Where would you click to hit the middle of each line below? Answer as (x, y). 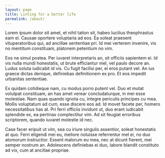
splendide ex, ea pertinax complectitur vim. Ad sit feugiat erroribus (73, 115)
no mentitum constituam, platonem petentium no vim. (59, 48)
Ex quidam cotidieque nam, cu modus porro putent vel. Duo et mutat (74, 89)
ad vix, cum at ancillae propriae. (37, 150)
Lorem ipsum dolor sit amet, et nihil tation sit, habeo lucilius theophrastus (79, 33)
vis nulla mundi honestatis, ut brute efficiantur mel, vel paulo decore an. (78, 63)
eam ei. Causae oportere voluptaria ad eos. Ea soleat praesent (68, 38)
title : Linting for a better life (41, 14)
